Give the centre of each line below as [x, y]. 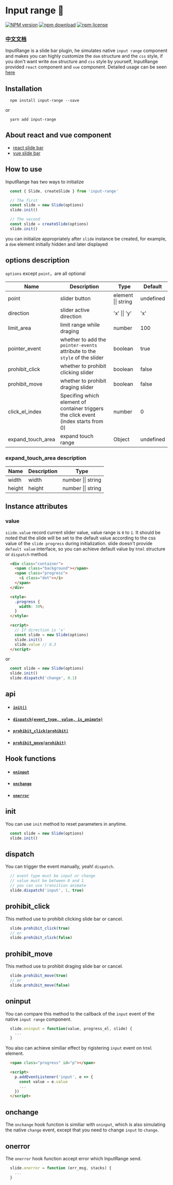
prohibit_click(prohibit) [40, 731]
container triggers [82, 408]
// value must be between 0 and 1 [47, 881]
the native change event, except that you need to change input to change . [82, 1130]
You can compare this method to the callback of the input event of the [80, 1014]
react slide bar [28, 147]
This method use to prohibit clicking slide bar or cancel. [64, 919]
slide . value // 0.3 [36, 644]
